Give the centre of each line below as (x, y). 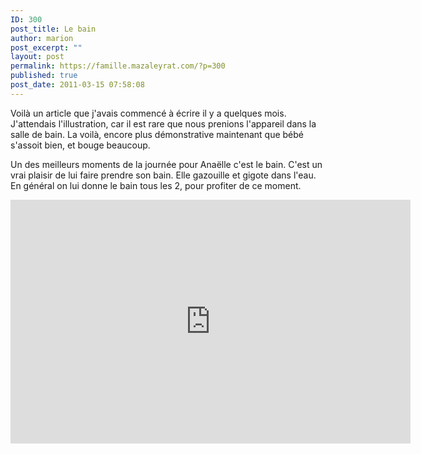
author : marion (42, 38)
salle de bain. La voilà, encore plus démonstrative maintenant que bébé (157, 134)
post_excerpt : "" (46, 47)
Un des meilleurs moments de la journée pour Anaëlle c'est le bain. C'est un (166, 164)
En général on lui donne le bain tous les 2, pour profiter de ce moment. (156, 185)
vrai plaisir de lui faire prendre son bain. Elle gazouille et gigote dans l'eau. (163, 175)
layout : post (37, 57)
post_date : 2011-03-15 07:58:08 (77, 85)
